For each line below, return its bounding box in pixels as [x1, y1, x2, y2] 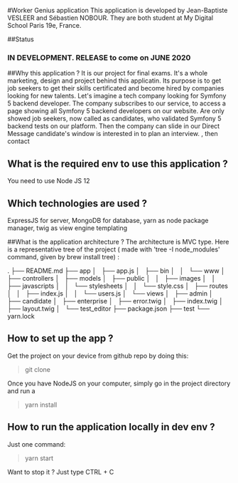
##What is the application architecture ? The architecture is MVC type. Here [7, 237, 229, 246]
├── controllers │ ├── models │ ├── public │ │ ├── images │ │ [7, 274, 216, 282]
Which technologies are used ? [7, 197, 148, 209]
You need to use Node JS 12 [7, 177, 90, 185]
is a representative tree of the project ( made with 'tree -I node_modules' [7, 245, 220, 254]
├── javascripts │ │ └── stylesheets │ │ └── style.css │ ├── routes [7, 281, 229, 290]
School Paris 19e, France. [7, 21, 82, 29]
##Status [7, 35, 34, 43]
